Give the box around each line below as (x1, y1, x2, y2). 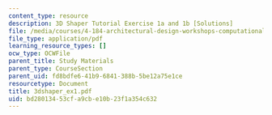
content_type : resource (8, 11, 89, 20)
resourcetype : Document (8, 79, 89, 87)
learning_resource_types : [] (8, 42, 107, 50)
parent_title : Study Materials (8, 57, 114, 66)
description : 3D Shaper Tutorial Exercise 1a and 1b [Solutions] (8, 19, 233, 28)
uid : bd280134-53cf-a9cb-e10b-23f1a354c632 (8, 95, 158, 103)
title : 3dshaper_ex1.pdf (8, 87, 92, 96)
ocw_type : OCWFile (8, 49, 70, 57)
